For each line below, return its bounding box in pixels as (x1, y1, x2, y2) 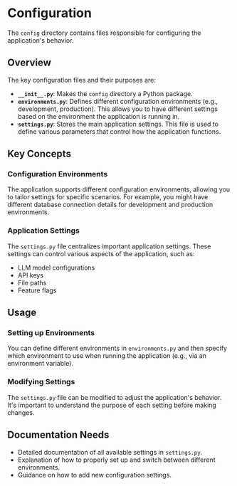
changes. (7, 408, 35, 417)
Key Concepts (7, 148, 71, 160)
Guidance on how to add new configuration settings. (17, 470, 172, 479)
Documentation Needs (7, 429, 110, 441)
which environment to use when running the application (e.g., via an (7, 352, 206, 360)
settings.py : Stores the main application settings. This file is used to (17, 120, 219, 128)
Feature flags (17, 286, 57, 295)
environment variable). (7, 359, 73, 368)
